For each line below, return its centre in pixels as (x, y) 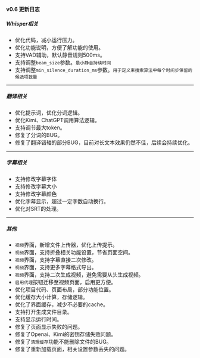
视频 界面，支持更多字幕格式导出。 (56, 267)
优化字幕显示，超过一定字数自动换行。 (62, 201)
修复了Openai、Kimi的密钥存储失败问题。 (65, 334)
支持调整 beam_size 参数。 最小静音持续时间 (63, 62)
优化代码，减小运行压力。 (46, 40)
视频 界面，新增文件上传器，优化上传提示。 (66, 245)
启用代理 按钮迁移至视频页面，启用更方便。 (65, 282)
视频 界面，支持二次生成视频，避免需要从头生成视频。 (79, 275)
